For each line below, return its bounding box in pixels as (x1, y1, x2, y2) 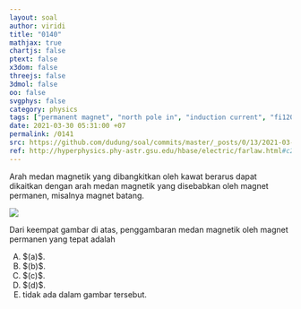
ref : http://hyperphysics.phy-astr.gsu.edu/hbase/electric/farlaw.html (9, 146, 282, 155)
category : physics (9, 105, 78, 114)
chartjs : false (9, 47, 66, 56)
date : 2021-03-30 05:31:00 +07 (9, 122, 126, 131)
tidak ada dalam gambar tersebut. (21, 288, 148, 300)
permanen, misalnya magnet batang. (9, 190, 145, 201)
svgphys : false (9, 96, 66, 106)
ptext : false (9, 55, 58, 64)
